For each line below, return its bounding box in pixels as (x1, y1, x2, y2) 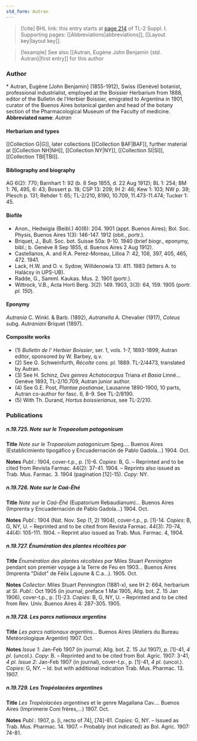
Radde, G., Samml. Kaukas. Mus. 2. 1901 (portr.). (14, 274, 132, 282)
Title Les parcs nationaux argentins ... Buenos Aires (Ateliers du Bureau (6, 628, 179, 635)
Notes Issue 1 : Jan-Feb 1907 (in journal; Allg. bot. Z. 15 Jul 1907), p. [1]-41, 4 (6, 646, 190, 653)
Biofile (6, 212, 22, 219)
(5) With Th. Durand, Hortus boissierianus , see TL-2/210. (14, 396, 152, 403)
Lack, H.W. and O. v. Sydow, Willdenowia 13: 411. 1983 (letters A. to (14, 262, 176, 269)
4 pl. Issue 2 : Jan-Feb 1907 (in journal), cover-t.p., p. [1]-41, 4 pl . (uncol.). (6, 658, 183, 665)
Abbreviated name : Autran (6, 114, 72, 121)
